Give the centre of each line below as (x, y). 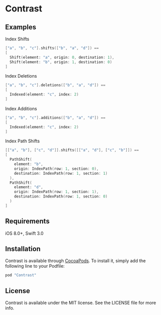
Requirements (27, 221)
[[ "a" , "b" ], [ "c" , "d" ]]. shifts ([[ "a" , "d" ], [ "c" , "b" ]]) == (72, 150)
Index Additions (21, 108)
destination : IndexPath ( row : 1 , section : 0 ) (61, 197)
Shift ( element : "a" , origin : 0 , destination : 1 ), (62, 57)
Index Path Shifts (22, 141)
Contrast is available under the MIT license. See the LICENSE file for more (81, 303)
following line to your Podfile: (35, 266)
